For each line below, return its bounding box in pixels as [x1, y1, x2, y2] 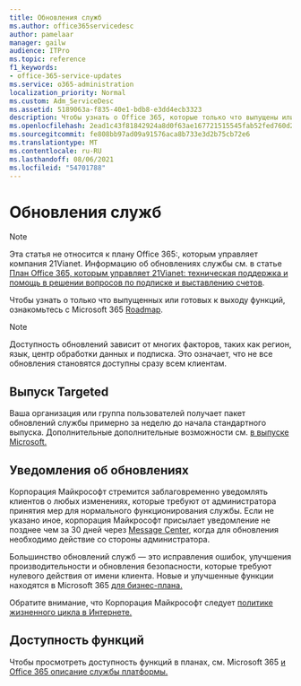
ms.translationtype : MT [9, 138, 99, 147]
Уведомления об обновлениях [9, 463, 190, 478]
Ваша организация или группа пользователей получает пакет [9, 408, 246, 419]
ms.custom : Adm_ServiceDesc [9, 96, 115, 106]
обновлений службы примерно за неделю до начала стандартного [9, 418, 267, 429]
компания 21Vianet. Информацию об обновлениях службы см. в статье [9, 258, 282, 269]
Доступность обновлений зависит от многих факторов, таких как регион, [9, 339, 292, 350]
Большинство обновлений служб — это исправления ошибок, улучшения [9, 551, 292, 561]
